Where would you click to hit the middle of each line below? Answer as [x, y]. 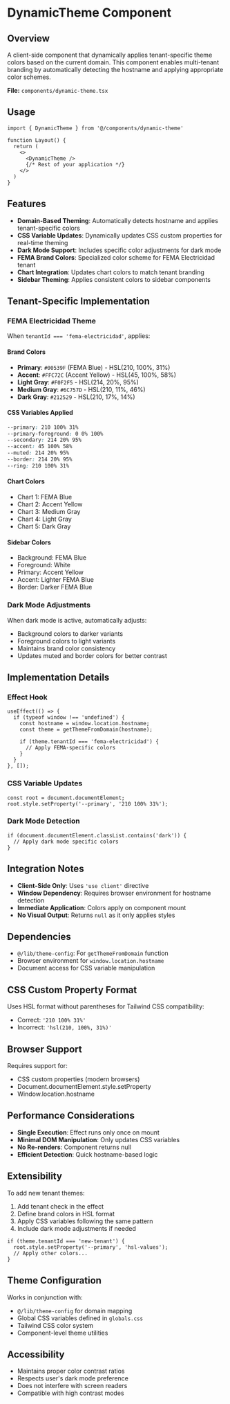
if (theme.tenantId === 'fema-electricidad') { [89, 742]
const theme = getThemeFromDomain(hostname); [86, 730]
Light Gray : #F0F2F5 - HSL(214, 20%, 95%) [78, 382]
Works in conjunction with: [45, 1297]
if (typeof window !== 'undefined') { [69, 718]
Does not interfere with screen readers [72, 1386]
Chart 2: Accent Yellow [50, 504]
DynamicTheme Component [89, 13]
